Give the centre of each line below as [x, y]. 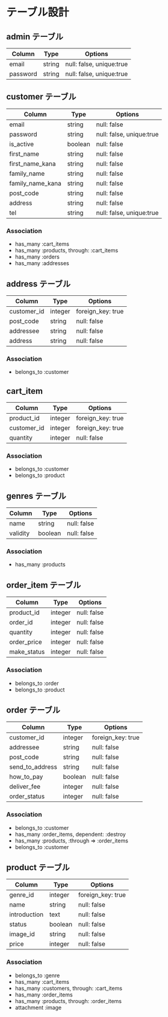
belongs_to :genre [37, 975]
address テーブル [39, 284]
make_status [27, 652]
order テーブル [33, 710]
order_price [26, 642]
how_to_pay [26, 777]
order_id [21, 623]
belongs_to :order [37, 683]
